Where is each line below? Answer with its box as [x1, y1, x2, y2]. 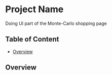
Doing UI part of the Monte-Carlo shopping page [5, 20, 107, 26]
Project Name [5, 4, 64, 15]
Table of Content [5, 35, 59, 44]
